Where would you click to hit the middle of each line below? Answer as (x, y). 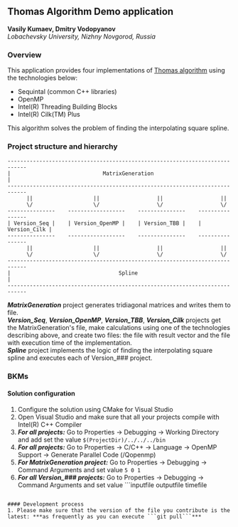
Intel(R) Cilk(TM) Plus (49, 115)
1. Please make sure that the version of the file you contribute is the (119, 510)
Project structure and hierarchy (63, 147)
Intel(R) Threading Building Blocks (67, 107)
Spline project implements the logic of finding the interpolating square (110, 351)
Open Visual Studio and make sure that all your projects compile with (118, 417)
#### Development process (45, 504)
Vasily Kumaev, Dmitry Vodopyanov (61, 28)
